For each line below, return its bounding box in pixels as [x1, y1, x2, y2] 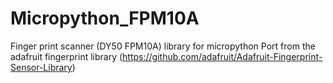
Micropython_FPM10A [10, 7, 200, 30]
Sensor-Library [10, 61, 73, 73]
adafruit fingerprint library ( [10, 50, 123, 62]
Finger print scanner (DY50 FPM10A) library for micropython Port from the [10, 40, 316, 52]
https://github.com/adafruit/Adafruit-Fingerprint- [122, 50, 323, 62]
